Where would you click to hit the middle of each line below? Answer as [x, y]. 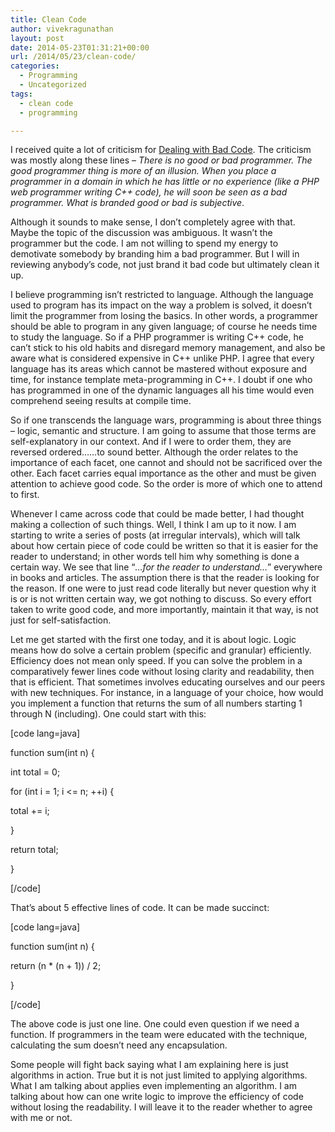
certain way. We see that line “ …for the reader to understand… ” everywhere [166, 567]
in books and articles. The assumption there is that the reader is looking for [165, 578]
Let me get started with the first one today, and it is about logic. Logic [153, 640]
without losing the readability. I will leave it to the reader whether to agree [161, 1107]
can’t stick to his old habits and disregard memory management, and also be [168, 348]
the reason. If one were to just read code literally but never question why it [163, 588]
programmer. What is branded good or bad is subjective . [127, 203]
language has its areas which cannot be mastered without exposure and [159, 369]
